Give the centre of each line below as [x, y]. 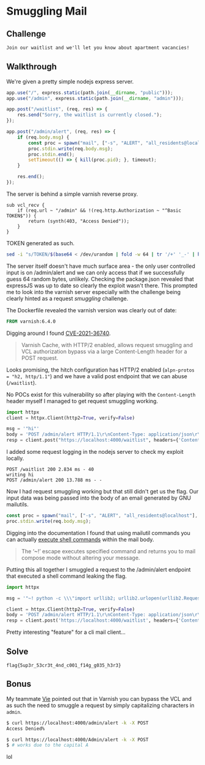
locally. [15, 458]
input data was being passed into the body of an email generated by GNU [99, 498]
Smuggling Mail [47, 11]
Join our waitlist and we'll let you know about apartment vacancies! [98, 48]
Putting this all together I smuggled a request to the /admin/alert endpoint [99, 569]
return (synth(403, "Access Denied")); [79, 221]
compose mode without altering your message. [81, 558]
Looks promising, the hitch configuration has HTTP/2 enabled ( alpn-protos [101, 370]
